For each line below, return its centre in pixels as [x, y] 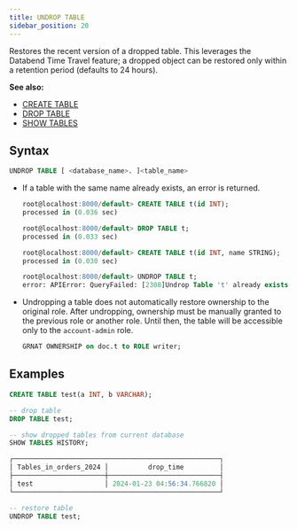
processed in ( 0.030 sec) [70, 261]
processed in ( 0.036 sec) [70, 213]
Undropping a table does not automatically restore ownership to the [145, 302]
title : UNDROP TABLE [47, 17]
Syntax [29, 150]
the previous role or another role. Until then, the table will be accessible [152, 321]
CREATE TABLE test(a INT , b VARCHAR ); [81, 394]
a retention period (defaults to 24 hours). [83, 70]
